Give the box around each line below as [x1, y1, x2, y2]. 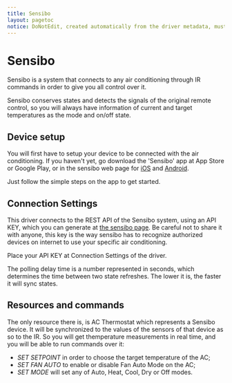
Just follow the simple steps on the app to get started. [7, 178, 161, 186]
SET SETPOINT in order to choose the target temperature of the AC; [17, 353, 211, 362]
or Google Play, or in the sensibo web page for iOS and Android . [7, 164, 189, 173]
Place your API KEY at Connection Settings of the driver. [7, 251, 167, 259]
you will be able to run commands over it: [7, 339, 124, 348]
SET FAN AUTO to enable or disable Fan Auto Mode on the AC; [17, 360, 196, 368]
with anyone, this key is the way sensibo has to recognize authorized [7, 230, 203, 239]
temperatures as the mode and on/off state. [7, 111, 131, 120]
